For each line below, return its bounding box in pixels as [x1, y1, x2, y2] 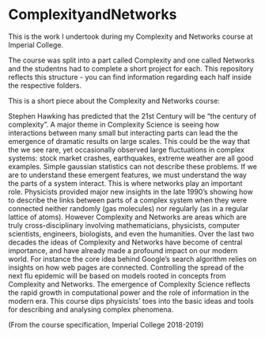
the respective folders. [8, 81, 81, 90]
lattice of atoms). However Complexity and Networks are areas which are [8, 212, 247, 222]
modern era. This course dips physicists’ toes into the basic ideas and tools [8, 296, 255, 305]
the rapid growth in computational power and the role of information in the [8, 287, 249, 297]
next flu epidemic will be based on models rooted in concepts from [8, 271, 226, 280]
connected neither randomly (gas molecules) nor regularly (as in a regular [8, 203, 249, 213]
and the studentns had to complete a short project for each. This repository [8, 63, 254, 73]
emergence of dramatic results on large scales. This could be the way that [8, 136, 251, 146]
